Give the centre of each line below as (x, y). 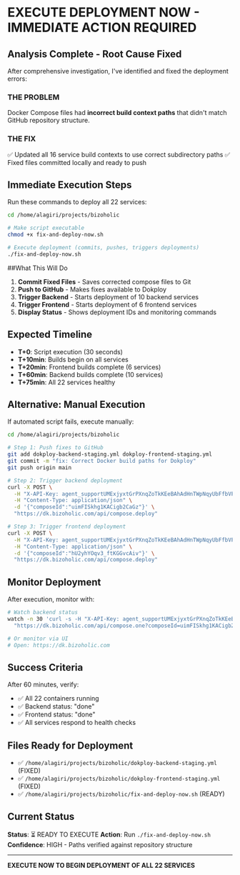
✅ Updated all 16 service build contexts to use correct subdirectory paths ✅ (119, 154)
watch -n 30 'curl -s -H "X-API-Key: (64, 619)
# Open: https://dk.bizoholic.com (59, 645)
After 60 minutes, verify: (43, 685)
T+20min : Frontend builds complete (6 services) (89, 367)
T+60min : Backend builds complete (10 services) (90, 374)
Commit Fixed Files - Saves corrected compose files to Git (104, 281)
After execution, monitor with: (51, 599)
